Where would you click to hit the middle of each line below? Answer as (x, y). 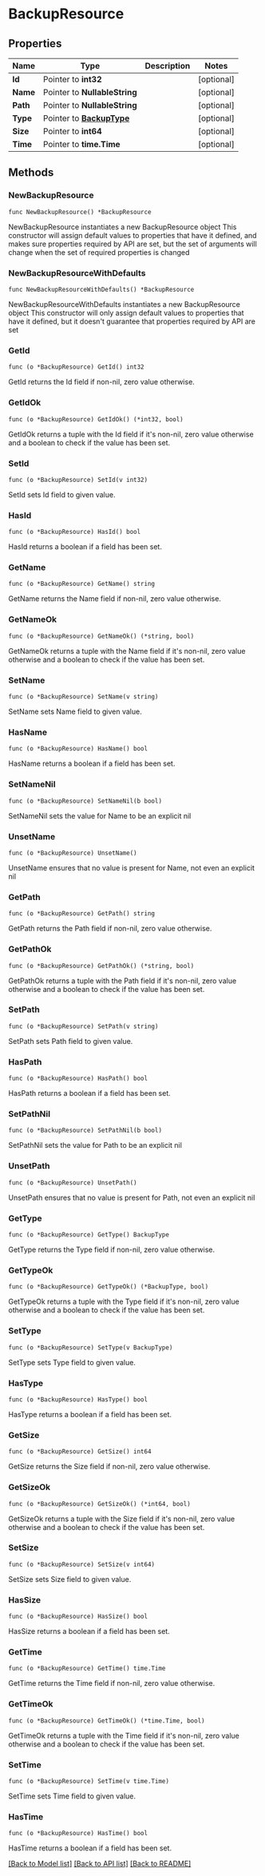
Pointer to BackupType (86, 118)
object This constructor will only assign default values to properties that (127, 313)
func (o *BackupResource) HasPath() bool (78, 1079)
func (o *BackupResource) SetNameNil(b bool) (85, 801)
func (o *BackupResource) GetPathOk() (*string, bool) (101, 966)
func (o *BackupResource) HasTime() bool (78, 1834)
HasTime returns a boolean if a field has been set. (90, 1848)
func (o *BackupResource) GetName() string (82, 584)
